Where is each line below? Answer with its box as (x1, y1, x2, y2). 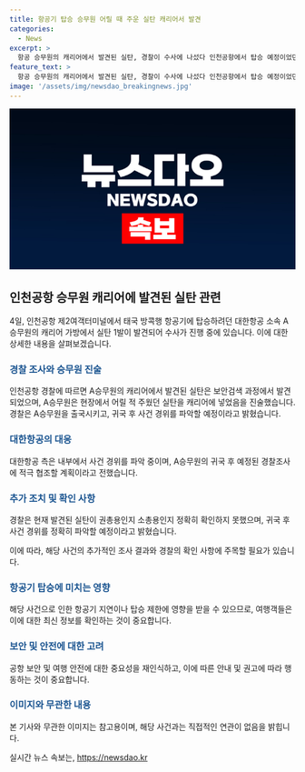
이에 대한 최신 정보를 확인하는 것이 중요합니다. (9, 615, 172, 627)
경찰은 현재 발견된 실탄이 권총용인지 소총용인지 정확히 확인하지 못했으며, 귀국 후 (9, 514, 290, 525)
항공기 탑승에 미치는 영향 (9, 581, 111, 594)
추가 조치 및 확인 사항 (9, 492, 95, 505)
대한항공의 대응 (9, 433, 73, 446)
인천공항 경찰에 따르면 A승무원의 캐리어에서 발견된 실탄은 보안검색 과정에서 (9, 386, 275, 396)
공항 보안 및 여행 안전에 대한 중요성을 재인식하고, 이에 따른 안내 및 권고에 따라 (9, 662, 283, 673)
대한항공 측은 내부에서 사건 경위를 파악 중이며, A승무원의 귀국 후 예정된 (9, 456, 260, 466)
